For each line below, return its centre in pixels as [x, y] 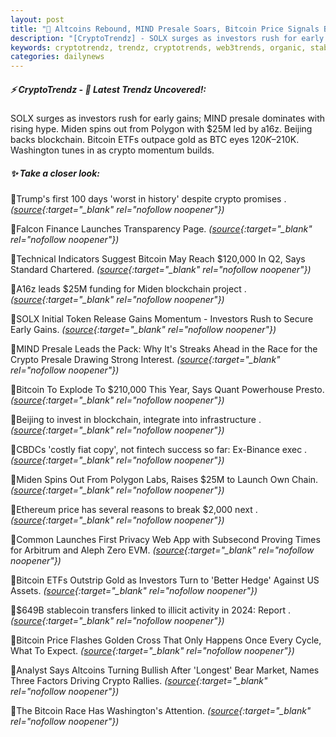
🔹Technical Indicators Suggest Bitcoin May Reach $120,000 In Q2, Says [158, 259]
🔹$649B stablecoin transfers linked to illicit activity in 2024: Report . [150, 610]
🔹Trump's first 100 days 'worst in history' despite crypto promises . [148, 199]
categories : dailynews [57, 57]
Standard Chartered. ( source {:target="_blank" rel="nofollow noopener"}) [161, 270]
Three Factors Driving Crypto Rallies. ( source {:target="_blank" [139, 681]
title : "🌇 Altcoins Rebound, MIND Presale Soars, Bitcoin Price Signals [165, 29]
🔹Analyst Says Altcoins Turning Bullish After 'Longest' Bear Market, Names [165, 670]
